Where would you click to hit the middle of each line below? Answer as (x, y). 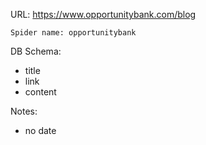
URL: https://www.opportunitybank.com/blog (103, 14)
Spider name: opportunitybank (73, 33)
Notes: (24, 111)
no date (40, 130)
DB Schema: (36, 51)
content (40, 92)
